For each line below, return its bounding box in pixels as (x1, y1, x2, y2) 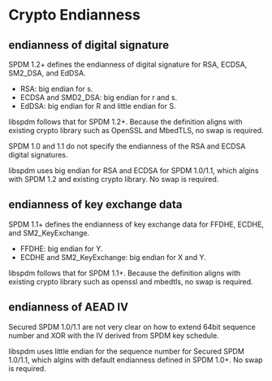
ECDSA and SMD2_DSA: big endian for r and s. (19, 93, 178, 102)
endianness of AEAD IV (8, 301, 128, 314)
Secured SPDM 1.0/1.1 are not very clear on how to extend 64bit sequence (8, 322, 256, 331)
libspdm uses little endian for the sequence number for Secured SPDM (8, 346, 245, 356)
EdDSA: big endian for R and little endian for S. (19, 102, 176, 110)
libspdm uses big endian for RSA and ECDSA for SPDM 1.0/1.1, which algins (8, 166, 259, 175)
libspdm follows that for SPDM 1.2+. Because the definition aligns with (8, 117, 243, 127)
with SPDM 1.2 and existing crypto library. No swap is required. (8, 175, 219, 184)
